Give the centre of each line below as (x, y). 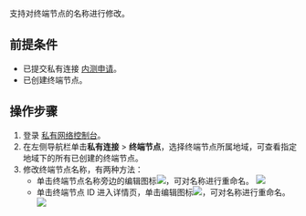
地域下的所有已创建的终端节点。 (83, 158)
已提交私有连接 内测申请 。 (72, 68)
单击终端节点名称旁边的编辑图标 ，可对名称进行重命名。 (145, 180)
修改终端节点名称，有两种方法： (83, 169)
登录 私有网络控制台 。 (64, 135)
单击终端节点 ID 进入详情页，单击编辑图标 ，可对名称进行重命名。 (163, 192)
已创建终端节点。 (55, 79)
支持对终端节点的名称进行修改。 (69, 13)
